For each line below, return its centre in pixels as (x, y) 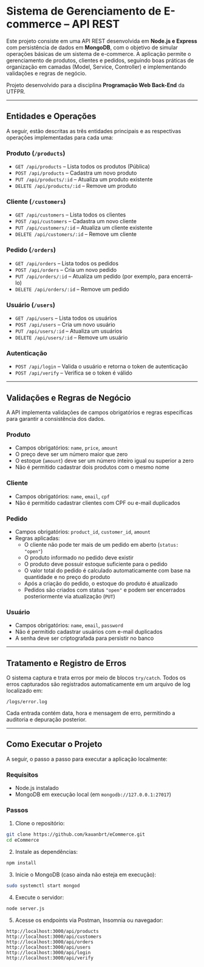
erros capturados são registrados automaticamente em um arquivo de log (98, 684)
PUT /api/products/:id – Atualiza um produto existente (84, 179)
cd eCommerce (23, 840)
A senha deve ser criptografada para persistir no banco (84, 638)
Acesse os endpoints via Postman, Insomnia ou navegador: (89, 920)
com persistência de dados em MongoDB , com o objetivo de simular (92, 47)
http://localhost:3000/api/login (49, 952)
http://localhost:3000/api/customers (54, 937)
